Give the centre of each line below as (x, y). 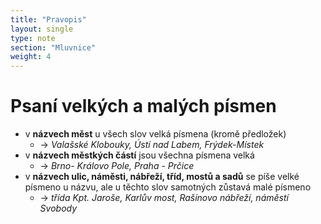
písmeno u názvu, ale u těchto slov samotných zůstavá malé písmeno (168, 187)
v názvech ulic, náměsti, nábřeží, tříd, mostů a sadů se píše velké (162, 177)
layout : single (42, 29)
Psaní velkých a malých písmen (143, 106)
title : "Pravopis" (48, 19)
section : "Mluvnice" (53, 47)
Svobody (58, 208)
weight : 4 (31, 57)
